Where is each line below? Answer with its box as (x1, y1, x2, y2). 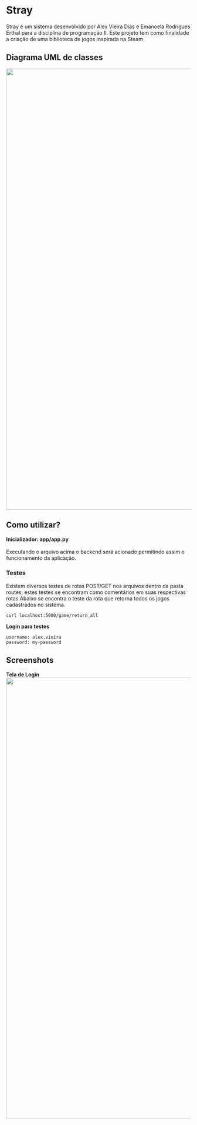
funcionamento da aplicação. (6, 554, 77, 562)
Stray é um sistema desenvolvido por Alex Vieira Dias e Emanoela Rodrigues (6, 23, 191, 30)
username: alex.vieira (6, 634, 62, 640)
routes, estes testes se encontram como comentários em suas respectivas (6, 589, 186, 596)
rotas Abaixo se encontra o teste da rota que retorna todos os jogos (6, 595, 170, 602)
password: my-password (6, 639, 62, 645)
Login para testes (6, 623, 50, 630)
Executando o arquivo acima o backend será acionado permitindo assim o (6, 548, 185, 555)
